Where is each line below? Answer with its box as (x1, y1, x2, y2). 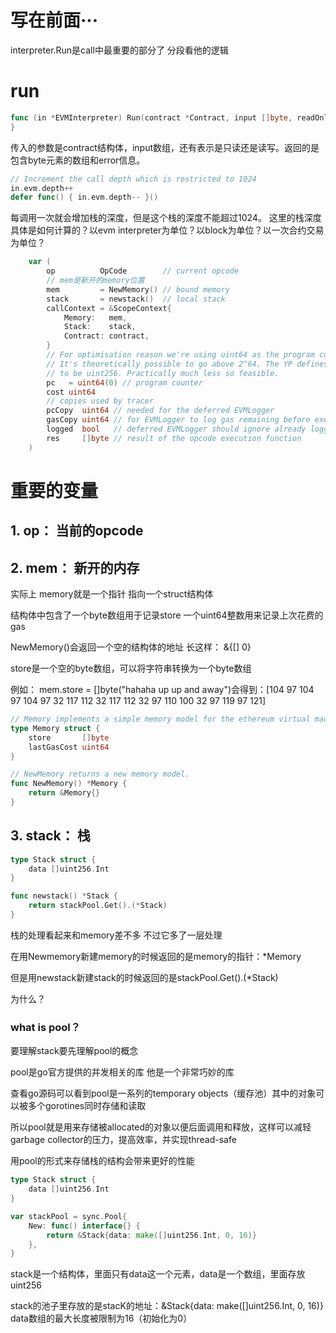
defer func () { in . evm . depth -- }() (10, 192, 159, 203)
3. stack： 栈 (10, 827, 91, 845)
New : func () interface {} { (28, 1221, 141, 1231)
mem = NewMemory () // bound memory (46, 284, 230, 295)
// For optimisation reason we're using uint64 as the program (46, 350, 315, 360)
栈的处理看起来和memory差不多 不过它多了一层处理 (10, 929, 223, 941)
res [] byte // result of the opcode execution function (46, 433, 302, 443)
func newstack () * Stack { (10, 891, 118, 901)
